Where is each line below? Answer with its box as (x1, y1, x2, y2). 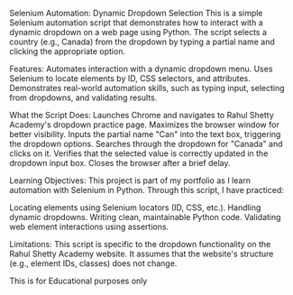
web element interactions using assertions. (9, 221, 169, 232)
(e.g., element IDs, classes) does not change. (9, 258, 178, 269)
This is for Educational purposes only (9, 275, 148, 286)
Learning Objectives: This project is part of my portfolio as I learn (9, 175, 251, 186)
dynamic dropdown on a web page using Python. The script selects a (9, 27, 268, 37)
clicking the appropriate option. (9, 46, 126, 57)
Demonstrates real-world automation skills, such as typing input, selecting (9, 83, 286, 93)
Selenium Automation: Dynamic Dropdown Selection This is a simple (9, 8, 263, 18)
